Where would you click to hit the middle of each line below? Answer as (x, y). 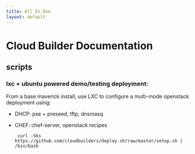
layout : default (26, 17)
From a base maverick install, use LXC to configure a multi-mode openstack (97, 96)
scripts (19, 67)
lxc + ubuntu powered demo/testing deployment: (77, 84)
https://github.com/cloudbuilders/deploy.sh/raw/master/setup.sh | (98, 141)
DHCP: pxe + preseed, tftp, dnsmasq (59, 114)
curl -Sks (29, 136)
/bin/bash (27, 146)
